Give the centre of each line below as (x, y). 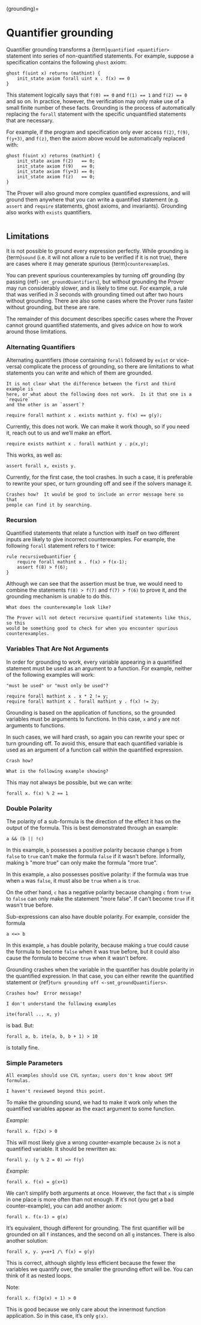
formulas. (19, 1081)
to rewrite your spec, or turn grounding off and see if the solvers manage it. (100, 484)
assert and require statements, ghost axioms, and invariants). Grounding (97, 206)
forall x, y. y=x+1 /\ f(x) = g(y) (51, 1252)
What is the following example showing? (58, 771)
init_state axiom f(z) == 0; (56, 176)
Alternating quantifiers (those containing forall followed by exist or (91, 360)
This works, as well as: (34, 455)
